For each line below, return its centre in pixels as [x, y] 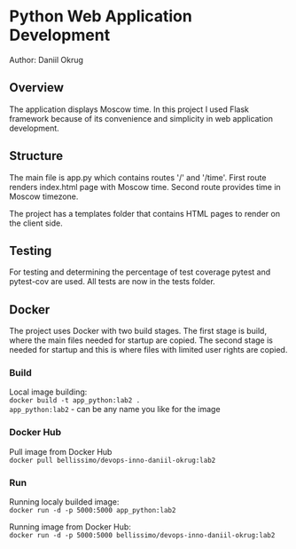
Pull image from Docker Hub [61, 451]
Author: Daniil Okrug [47, 60]
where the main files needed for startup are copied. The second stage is [141, 340]
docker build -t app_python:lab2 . [75, 401]
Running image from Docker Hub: [70, 527]
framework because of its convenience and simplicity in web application [141, 118]
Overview [37, 88]
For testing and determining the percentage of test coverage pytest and [140, 272]
